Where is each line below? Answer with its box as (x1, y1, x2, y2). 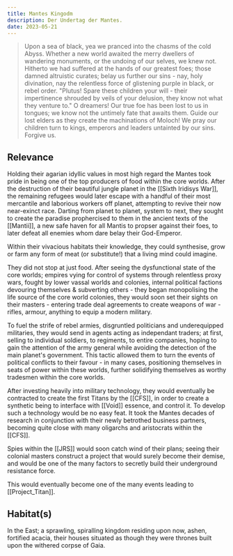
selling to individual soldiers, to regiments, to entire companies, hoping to (7, 336, 217, 345)
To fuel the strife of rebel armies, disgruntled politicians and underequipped (7, 321, 224, 330)
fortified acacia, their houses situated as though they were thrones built (7, 534, 212, 542)
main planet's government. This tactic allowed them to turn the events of (7, 351, 216, 360)
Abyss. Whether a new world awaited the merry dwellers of (24, 49, 195, 58)
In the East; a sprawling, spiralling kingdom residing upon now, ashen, (7, 527, 207, 534)
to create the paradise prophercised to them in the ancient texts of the (7, 214, 209, 223)
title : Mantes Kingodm (7, 10, 73, 17)
